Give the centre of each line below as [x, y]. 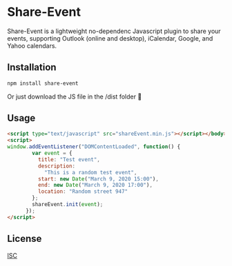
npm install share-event [43, 83]
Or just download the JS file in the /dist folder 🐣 [75, 96]
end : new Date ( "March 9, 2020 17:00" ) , [95, 185]
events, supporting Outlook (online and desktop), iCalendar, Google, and [110, 38]
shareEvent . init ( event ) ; [68, 205]
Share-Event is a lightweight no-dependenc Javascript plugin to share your [114, 31]
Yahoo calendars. [32, 45]
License [25, 239]
